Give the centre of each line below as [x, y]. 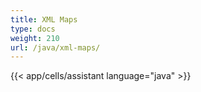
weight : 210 [35, 38]
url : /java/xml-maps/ [55, 47]
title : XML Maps [44, 19]
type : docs [33, 29]
